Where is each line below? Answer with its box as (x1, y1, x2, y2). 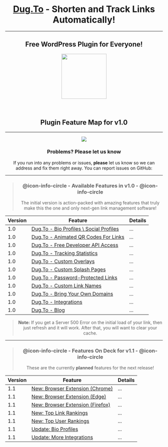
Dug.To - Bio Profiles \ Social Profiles (31, 225, 119, 232)
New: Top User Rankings (31, 417, 89, 424)
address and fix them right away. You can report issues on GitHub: (15, 165, 152, 171)
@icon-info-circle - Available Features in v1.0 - (22, 182, 138, 189)
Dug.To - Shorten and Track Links (13, 3, 155, 15)
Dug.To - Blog (31, 306, 65, 313)
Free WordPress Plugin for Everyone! (25, 40, 143, 48)
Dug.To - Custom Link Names (31, 282, 101, 289)
